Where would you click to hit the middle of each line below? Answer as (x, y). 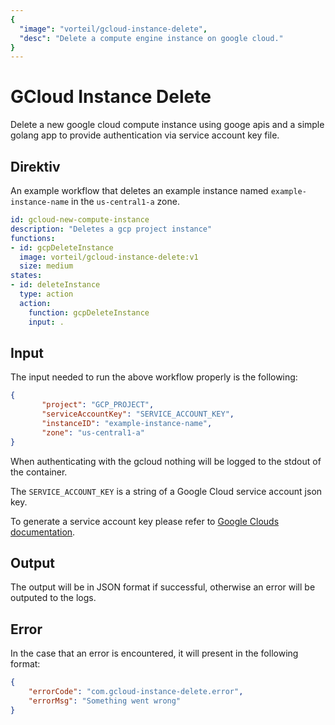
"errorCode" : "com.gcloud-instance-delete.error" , (136, 692)
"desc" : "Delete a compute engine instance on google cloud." (151, 38)
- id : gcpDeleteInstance (62, 247)
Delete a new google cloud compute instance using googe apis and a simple (167, 125)
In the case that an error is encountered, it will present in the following (154, 653)
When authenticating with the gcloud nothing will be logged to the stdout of (166, 461)
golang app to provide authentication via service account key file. (145, 135)
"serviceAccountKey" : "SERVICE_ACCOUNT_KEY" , (138, 414)
